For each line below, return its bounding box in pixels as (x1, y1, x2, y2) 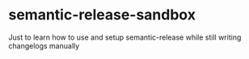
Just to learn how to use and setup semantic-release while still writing (8, 32, 242, 42)
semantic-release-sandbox (8, 6, 196, 24)
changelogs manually (8, 40, 80, 50)
